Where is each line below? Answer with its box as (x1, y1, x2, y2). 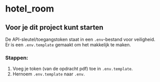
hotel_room (5, 3, 55, 15)
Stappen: (5, 54, 29, 61)
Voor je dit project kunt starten (5, 23, 103, 32)
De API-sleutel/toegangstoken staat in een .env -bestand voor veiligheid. (5, 36, 155, 42)
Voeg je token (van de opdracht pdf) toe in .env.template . (12, 66, 133, 72)
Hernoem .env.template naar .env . (12, 71, 85, 77)
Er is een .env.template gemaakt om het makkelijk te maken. (5, 42, 131, 48)
